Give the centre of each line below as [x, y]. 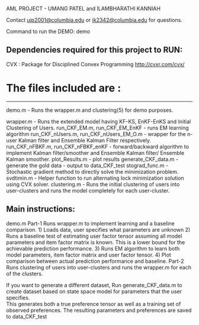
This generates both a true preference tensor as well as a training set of [94, 304]
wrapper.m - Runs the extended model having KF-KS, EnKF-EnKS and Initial [99, 121]
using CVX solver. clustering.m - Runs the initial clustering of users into [93, 184]
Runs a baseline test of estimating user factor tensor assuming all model [94, 236]
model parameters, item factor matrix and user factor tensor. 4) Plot [89, 255]
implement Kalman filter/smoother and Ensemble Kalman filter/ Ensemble [95, 152]
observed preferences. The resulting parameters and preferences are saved [99, 310]
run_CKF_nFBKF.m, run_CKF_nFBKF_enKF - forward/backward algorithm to [98, 147]
